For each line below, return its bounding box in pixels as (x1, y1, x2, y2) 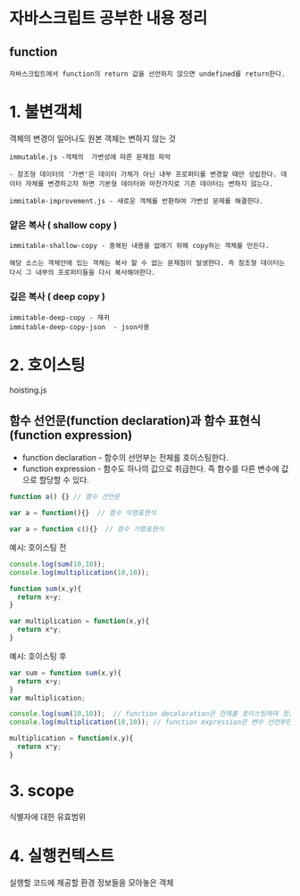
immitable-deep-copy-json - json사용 (9, 322, 150, 331)
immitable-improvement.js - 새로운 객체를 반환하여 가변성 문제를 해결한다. (9, 196, 264, 205)
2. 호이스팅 (9, 354, 86, 375)
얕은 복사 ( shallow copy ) (9, 219, 118, 231)
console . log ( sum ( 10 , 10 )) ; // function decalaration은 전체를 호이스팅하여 (9, 709, 279, 718)
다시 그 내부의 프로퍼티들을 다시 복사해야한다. (9, 269, 156, 278)
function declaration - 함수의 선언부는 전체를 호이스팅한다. (21, 452, 229, 463)
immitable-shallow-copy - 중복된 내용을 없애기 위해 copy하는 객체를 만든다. (9, 242, 270, 251)
